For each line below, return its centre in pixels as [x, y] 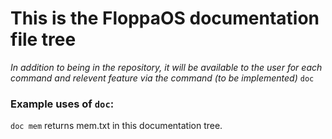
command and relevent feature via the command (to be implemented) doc [162, 78]
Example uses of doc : [62, 104]
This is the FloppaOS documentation [165, 18]
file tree [43, 39]
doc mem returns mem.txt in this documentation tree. [116, 126]
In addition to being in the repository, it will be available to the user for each [166, 67]
